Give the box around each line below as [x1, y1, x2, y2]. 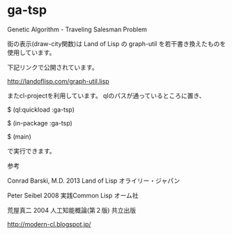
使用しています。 [7, 48, 56, 56]
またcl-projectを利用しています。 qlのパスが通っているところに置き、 [7, 91, 206, 100]
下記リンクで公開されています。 [7, 63, 99, 71]
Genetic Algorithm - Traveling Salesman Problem [7, 25, 148, 33]
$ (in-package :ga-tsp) [7, 119, 73, 127]
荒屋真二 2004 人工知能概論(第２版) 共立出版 [7, 206, 137, 214]
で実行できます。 [7, 146, 56, 155]
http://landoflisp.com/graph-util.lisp [7, 77, 109, 85]
